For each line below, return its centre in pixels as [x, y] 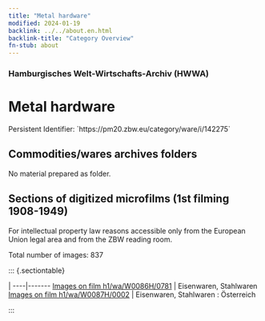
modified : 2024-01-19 [44, 23]
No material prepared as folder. [60, 173]
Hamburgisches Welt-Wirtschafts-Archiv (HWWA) [109, 74]
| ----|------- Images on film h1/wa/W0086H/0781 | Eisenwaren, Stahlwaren [133, 286]
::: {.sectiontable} [37, 270]
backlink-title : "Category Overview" [71, 38]
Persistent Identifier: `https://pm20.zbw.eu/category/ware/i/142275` [119, 128]
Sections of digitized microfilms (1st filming [119, 199]
